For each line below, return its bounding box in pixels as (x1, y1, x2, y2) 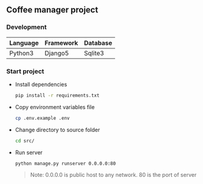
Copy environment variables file (15, 103, 95, 111)
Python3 (9, 48, 34, 57)
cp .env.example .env (15, 115, 70, 121)
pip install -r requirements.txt (15, 92, 100, 99)
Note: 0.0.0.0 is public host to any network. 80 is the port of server (30, 171, 197, 179)
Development (6, 23, 47, 31)
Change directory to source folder (15, 126, 100, 133)
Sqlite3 (84, 48, 104, 57)
